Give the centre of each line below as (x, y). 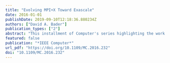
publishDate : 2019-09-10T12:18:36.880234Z (51, 19)
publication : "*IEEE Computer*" (39, 43)
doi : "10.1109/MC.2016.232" (35, 52)
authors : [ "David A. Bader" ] (36, 24)
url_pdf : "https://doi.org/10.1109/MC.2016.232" (58, 48)
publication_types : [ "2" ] (33, 29)
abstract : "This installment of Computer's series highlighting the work (85, 34)
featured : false (22, 39)
